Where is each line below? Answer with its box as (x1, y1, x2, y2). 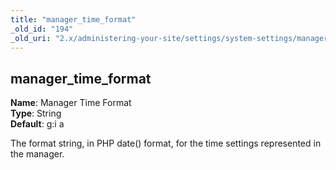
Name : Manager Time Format (10, 97, 132, 109)
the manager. (10, 148, 65, 160)
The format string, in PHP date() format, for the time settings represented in (10, 137, 322, 150)
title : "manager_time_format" (10, 14, 137, 25)
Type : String (10, 107, 62, 120)
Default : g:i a (10, 118, 65, 130)
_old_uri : (10, 33, 52, 43)
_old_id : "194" (10, 24, 74, 34)
